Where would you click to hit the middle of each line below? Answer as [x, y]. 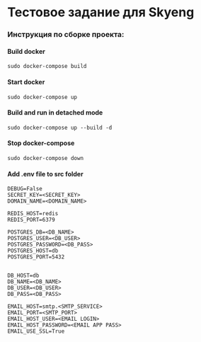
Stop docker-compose [41, 143]
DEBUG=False [25, 189]
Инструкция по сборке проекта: [66, 35]
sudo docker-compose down [45, 158]
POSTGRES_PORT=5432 [36, 257]
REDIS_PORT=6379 [31, 220]
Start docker [26, 81]
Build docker [27, 51]
